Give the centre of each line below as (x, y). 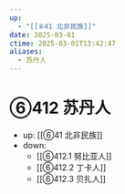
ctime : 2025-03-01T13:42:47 (63, 43)
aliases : (26, 52)
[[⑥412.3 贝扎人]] (71, 179)
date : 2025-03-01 (42, 35)
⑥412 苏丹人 (60, 108)
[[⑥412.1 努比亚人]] (74, 156)
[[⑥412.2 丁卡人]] (71, 167)
